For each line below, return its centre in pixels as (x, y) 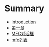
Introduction (24, 22)
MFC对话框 (23, 33)
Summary (24, 8)
